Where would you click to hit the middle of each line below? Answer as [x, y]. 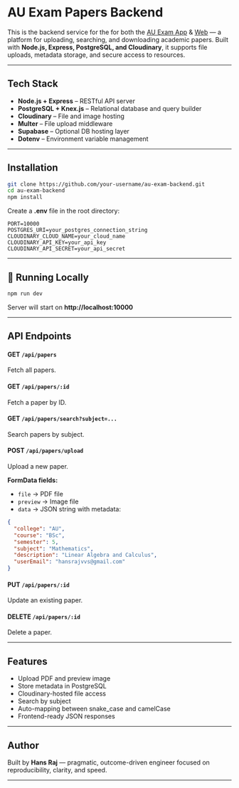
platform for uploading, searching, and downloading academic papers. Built [118, 39]
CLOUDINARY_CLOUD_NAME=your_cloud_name [67, 236]
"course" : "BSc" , [39, 535]
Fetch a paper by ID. [37, 402]
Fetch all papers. [32, 370]
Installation [33, 168]
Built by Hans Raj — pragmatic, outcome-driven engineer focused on [108, 762]
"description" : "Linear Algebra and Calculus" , [86, 555]
